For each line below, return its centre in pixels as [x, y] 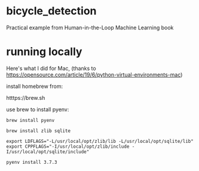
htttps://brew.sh [26, 97]
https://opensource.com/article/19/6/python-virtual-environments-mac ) [94, 74]
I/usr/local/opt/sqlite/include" [48, 152]
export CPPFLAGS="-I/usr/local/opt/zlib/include [68, 146]
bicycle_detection [51, 11]
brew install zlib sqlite [38, 131]
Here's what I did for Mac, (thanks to [51, 68]
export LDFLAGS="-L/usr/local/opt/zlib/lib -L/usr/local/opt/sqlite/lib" [100, 141]
